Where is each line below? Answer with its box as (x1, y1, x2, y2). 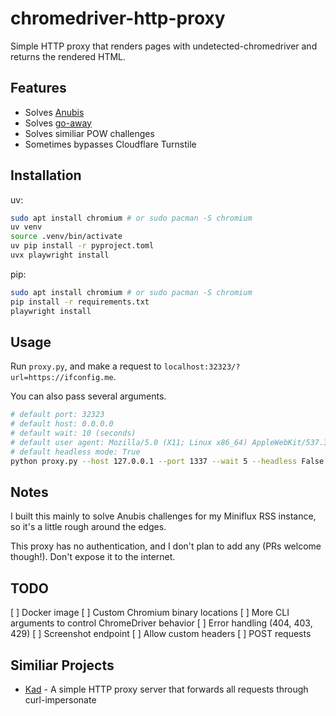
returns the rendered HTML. (10, 50, 127, 62)
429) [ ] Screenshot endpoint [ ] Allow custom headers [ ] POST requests (10, 628, 312, 640)
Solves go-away (24, 117, 92, 129)
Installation (10, 167, 82, 184)
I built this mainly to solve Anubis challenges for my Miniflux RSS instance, (10, 510, 317, 522)
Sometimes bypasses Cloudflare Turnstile (24, 138, 197, 150)
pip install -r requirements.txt (10, 297, 150, 307)
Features (10, 80, 67, 97)
